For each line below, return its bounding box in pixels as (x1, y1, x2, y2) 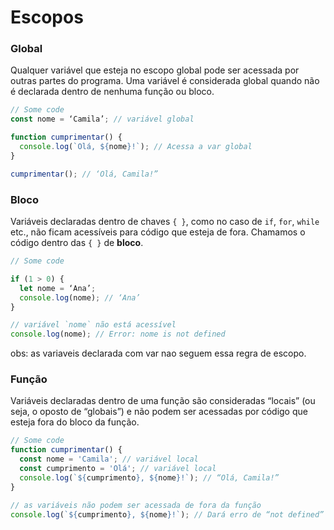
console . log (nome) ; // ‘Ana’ (19, 292, 141, 303)
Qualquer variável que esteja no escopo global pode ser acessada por (10, 64, 300, 76)
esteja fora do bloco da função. (10, 416, 140, 428)
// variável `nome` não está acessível (10, 320, 177, 330)
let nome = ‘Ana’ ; (19, 283, 97, 293)
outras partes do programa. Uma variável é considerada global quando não (10, 75, 320, 87)
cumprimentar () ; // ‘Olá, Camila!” (10, 169, 159, 179)
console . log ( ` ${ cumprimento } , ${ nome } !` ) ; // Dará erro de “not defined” (10, 509, 325, 520)
